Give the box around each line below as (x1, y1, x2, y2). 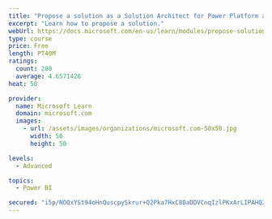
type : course (8, 34, 53, 43)
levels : (8, 154, 35, 162)
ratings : (8, 58, 38, 66)
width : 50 (29, 132, 63, 140)
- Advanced (15, 161, 53, 170)
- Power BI (15, 184, 53, 192)
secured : (8, 199, 38, 207)
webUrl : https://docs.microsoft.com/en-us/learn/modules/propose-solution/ (8, 27, 270, 35)
